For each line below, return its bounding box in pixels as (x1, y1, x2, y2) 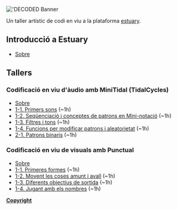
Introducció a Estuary (6, 35, 89, 45)
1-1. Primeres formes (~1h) (14, 166, 80, 173)
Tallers (6, 68, 32, 78)
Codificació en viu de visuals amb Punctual (6, 146, 135, 154)
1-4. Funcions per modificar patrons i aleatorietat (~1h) (14, 124, 149, 132)
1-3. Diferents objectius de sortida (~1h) (14, 178, 112, 185)
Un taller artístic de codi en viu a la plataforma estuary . (6, 17, 141, 24)
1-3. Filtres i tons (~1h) (14, 118, 70, 126)
